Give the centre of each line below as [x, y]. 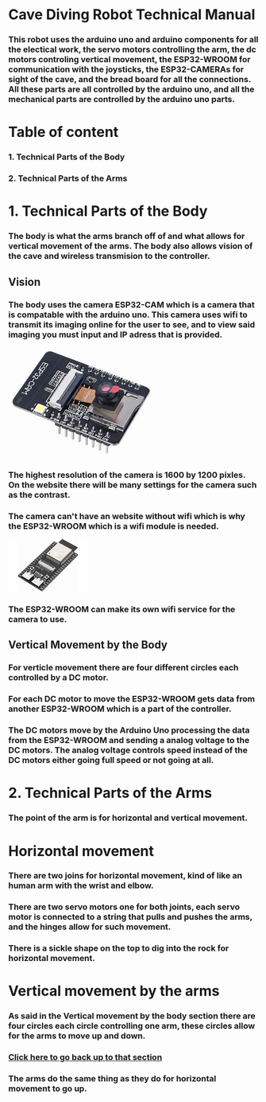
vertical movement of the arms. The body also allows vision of [131, 246]
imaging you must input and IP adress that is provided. [116, 334]
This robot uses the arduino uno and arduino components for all [133, 40]
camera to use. [38, 619]
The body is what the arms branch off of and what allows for [127, 236]
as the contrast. [39, 494]
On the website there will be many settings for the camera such [133, 485]
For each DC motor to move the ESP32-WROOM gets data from [132, 699]
